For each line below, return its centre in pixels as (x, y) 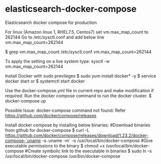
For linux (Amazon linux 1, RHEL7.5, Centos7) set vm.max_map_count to (77, 32)
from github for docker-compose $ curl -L (47, 130)
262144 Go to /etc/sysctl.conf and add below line (55, 37)
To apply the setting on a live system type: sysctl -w (57, 61)
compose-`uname (23, 141)
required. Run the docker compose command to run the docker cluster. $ (79, 96)
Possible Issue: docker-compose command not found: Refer (65, 110)
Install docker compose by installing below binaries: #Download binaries (78, 125)
